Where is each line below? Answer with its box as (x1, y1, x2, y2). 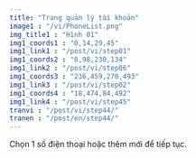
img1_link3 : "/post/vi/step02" (9, 80, 131, 89)
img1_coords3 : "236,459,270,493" (9, 72, 140, 81)
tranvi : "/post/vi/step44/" (9, 106, 119, 115)
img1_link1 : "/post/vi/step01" (9, 47, 131, 56)
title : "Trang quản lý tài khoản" (9, 13, 140, 23)
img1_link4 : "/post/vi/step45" (9, 97, 131, 107)
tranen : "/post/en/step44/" (9, 114, 119, 123)
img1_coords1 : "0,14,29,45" (9, 38, 119, 48)
